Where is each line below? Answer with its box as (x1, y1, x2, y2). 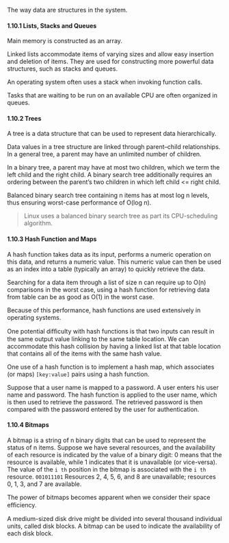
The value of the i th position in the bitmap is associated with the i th (7, 465, 206, 473)
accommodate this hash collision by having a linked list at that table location (7, 342, 221, 350)
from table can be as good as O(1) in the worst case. (7, 292, 154, 301)
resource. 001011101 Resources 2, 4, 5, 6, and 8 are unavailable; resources (7, 472, 217, 481)
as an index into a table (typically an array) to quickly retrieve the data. (7, 264, 206, 273)
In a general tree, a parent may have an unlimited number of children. (7, 150, 202, 159)
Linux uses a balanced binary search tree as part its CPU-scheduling (23, 212, 218, 220)
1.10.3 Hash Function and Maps (7, 235, 97, 243)
